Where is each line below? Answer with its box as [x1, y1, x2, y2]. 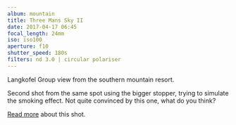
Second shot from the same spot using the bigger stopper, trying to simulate [7, 88, 229, 97]
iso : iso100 [7, 37, 42, 44]
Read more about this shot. [7, 110, 86, 118]
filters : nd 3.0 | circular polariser [7, 56, 121, 63]
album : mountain [7, 10, 55, 18]
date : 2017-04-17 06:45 [7, 23, 77, 30]
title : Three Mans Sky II [7, 17, 83, 24]
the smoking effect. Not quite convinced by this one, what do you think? [7, 96, 216, 105]
